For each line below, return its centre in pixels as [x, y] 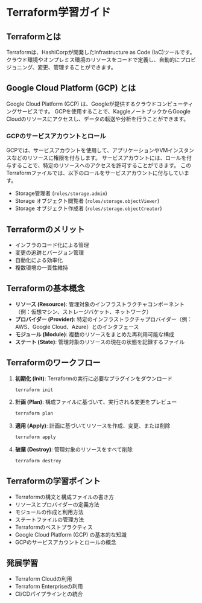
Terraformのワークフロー [53, 363]
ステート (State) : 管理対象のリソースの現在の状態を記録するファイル [100, 342]
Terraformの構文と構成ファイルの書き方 [65, 497]
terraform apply [35, 437]
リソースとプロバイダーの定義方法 [57, 504]
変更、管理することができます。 [77, 67]
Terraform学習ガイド [58, 12]
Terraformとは [34, 37]
